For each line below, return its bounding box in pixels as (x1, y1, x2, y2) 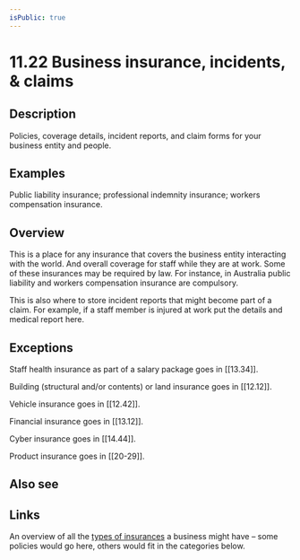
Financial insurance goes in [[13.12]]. (9, 416, 144, 427)
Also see (9, 477, 59, 492)
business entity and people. (9, 140, 112, 151)
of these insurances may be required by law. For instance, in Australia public (9, 268, 291, 279)
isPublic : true (9, 13, 66, 22)
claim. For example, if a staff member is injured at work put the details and (9, 304, 283, 315)
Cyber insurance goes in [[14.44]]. (9, 433, 136, 444)
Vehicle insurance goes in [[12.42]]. (9, 398, 141, 409)
